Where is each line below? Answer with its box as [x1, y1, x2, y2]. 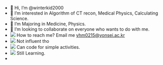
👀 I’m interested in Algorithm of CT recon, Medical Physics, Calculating [10, 10, 158, 16]
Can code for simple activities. [16, 44, 80, 50]
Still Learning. [16, 50, 46, 56]
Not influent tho [16, 38, 49, 44]
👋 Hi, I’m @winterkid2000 [10, 5, 64, 11]
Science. [10, 16, 29, 21]
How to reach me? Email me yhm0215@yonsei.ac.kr [16, 32, 125, 38]
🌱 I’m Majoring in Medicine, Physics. [10, 21, 86, 27]
